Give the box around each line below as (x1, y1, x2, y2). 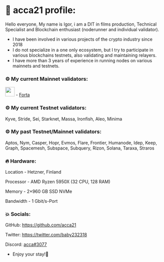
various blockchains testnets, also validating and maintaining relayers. (12, 52, 157, 58)
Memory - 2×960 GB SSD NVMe (5, 188, 72, 195)
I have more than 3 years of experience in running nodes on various (12, 57, 152, 63)
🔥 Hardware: (5, 158, 36, 165)
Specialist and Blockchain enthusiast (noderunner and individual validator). (5, 26, 159, 32)
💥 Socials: (5, 211, 31, 218)
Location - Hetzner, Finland (5, 169, 61, 175)
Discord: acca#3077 (5, 241, 47, 247)
